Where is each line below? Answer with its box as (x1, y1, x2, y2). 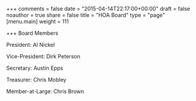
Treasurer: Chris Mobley (6, 76, 66, 83)
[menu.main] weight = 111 (6, 18, 69, 25)
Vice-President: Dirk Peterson (6, 53, 80, 60)
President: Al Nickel (6, 41, 55, 48)
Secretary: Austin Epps (6, 64, 63, 72)
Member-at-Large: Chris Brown (6, 88, 84, 95)
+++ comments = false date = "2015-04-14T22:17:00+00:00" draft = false (6, 5, 191, 12)
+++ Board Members (6, 29, 58, 37)
